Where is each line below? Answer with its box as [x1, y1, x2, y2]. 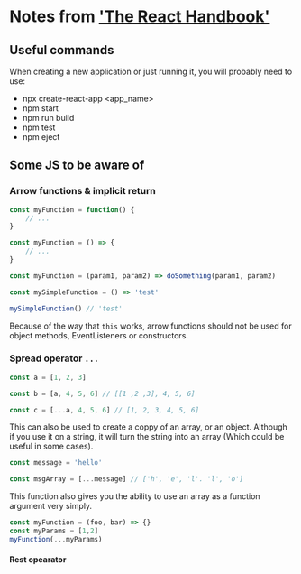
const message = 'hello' [9, 458, 103, 468]
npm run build [22, 113, 75, 123]
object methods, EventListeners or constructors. [9, 329, 189, 340]
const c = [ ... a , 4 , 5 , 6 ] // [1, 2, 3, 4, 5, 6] [9, 405, 200, 414]
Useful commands [9, 42, 114, 58]
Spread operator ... [9, 352, 99, 365]
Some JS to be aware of [9, 158, 145, 173]
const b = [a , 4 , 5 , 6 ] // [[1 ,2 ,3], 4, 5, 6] [9, 389, 196, 398]
